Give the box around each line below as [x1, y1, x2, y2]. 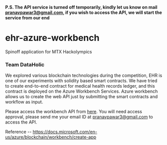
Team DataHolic [5, 61, 45, 68]
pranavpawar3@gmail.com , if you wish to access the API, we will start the [5, 9, 162, 15]
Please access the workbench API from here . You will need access [5, 109, 142, 115]
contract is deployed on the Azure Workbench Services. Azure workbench [5, 88, 158, 94]
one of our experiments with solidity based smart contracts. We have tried [5, 78, 158, 84]
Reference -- [5, 129, 32, 135]
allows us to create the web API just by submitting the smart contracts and [5, 94, 158, 100]
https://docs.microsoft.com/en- [32, 129, 97, 135]
